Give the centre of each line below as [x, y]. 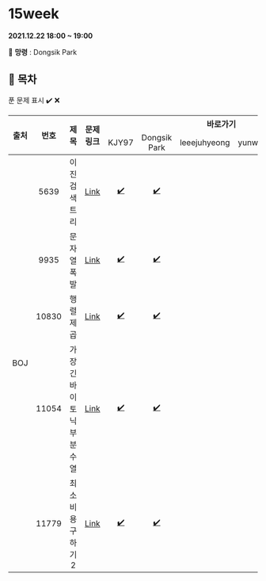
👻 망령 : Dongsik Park [43, 52]
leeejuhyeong [205, 142]
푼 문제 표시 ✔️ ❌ [34, 100]
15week [34, 14]
